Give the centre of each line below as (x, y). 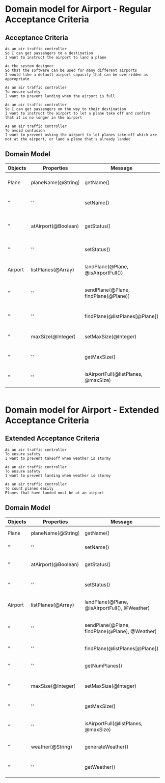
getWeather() (100, 767)
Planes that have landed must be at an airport (55, 493)
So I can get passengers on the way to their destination (66, 109)
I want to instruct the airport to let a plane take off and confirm (78, 113)
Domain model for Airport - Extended (82, 410)
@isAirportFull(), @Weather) (117, 608)
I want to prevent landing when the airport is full (60, 96)
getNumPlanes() (104, 666)
